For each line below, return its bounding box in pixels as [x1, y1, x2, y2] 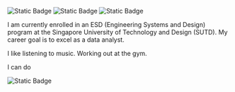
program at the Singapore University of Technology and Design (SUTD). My [7, 28, 228, 36]
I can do [7, 63, 31, 71]
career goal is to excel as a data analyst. [7, 35, 125, 44]
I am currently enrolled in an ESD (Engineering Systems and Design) [7, 21, 206, 28]
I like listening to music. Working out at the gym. [7, 50, 147, 57]
